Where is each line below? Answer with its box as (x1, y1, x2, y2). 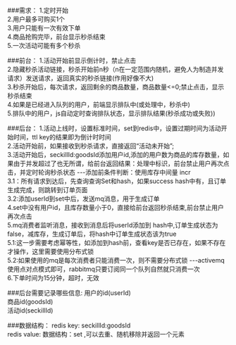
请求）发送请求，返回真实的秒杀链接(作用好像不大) (7, 74, 154, 82)
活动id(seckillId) (7, 306, 54, 315)
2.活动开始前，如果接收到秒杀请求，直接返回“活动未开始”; (7, 142, 175, 150)
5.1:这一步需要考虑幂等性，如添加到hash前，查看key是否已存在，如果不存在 (7, 239, 226, 246)
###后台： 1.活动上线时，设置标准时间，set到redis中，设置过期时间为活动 (7, 124, 221, 132)
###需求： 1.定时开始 (7, 6, 69, 14)
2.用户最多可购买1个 (7, 15, 66, 23)
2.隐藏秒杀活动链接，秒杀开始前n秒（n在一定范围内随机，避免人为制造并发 (7, 65, 224, 73)
